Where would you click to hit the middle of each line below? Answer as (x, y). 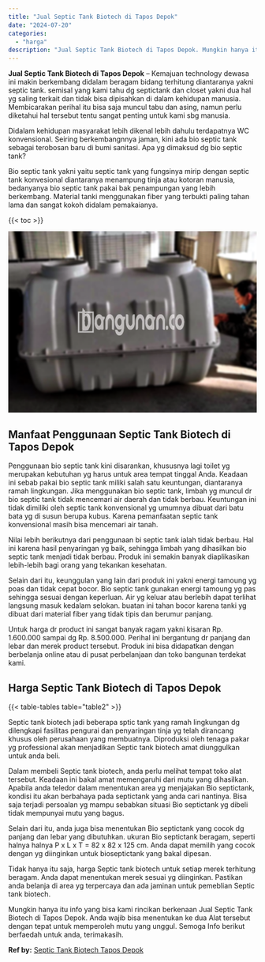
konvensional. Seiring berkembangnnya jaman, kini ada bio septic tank (123, 139)
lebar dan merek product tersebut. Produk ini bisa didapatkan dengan (121, 646)
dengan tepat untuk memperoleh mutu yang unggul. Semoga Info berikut (127, 926)
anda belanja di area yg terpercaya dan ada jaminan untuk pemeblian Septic (131, 886)
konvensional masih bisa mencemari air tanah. (83, 525)
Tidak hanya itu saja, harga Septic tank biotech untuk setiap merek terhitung (132, 869)
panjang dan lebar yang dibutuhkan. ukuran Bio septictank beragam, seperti (132, 837)
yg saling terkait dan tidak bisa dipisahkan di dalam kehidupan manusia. (125, 99)
